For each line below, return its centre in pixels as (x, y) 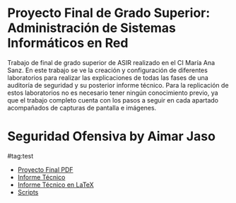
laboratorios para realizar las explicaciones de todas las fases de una (108, 77)
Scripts (28, 192)
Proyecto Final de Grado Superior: (109, 13)
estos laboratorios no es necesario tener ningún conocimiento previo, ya (113, 93)
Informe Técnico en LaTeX (55, 185)
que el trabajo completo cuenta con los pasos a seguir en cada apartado (113, 100)
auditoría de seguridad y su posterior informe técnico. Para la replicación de (118, 85)
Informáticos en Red (68, 43)
